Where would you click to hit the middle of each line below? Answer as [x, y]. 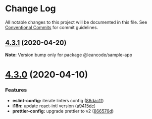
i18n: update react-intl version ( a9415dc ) [54, 106]
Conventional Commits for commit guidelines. [51, 27]
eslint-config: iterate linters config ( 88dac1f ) [58, 101]
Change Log [30, 9]
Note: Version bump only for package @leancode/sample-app [69, 55]
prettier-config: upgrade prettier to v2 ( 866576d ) [63, 111]
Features [16, 90]
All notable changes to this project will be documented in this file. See [76, 22]
